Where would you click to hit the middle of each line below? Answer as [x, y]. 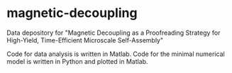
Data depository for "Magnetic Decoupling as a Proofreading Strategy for [114, 33]
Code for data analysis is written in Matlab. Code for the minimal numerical [116, 54]
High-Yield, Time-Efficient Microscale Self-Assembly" [85, 40]
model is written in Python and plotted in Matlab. [77, 61]
